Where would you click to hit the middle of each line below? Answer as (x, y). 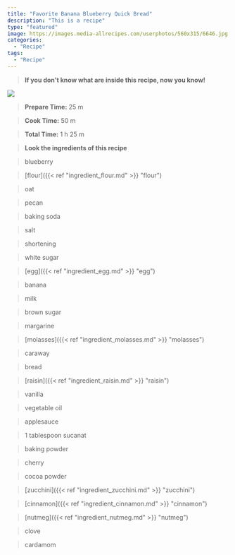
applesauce (42, 422)
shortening (40, 244)
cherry (34, 462)
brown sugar (43, 312)
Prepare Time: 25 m (54, 107)
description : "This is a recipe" (56, 20)
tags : (15, 54)
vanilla (34, 394)
